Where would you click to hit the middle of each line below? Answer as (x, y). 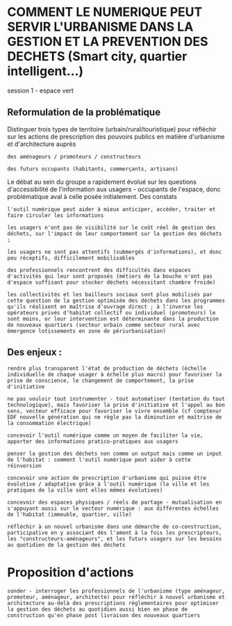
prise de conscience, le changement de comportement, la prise (101, 380)
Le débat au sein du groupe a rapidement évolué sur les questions (102, 182)
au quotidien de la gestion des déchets (67, 545)
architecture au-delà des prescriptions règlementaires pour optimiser (113, 603)
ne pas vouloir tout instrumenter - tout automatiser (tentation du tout (116, 399)
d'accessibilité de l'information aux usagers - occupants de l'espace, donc (114, 189)
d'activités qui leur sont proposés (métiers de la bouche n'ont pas (110, 276)
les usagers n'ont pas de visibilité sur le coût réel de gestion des (111, 227)
